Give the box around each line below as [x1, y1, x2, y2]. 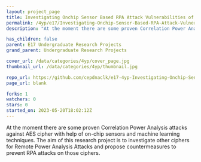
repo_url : [6, 74, 31, 81]
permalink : [6, 20, 33, 26]
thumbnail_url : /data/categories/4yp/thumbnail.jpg [6, 63, 138, 69]
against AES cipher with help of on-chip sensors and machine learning [6, 130, 180, 137]
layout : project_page [6, 8, 60, 15]
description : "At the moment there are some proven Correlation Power [6, 25, 186, 32]
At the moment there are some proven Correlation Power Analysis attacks [6, 124, 187, 131]
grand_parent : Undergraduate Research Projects [6, 47, 127, 54]
